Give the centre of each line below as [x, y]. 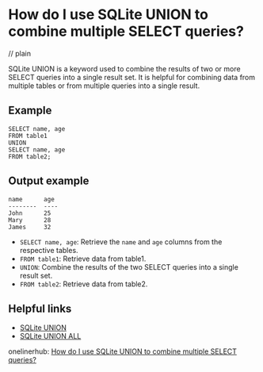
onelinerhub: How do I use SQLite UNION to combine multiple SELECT [123, 351]
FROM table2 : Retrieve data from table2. [84, 284]
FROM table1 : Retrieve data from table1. [83, 259]
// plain [20, 53]
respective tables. [49, 250]
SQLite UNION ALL [50, 336]
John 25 [30, 213]
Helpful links [40, 308]
